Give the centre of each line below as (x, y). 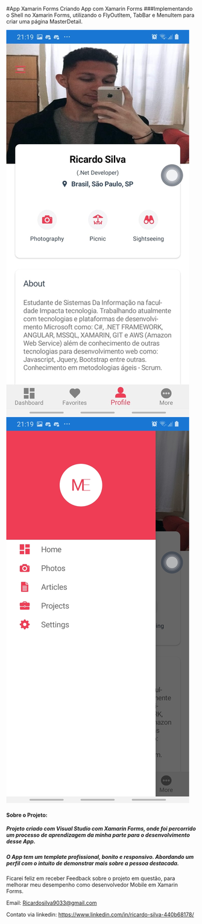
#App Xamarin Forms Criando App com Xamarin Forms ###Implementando (99, 9)
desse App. (21, 841)
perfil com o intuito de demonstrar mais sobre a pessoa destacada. (93, 863)
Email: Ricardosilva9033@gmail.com (52, 903)
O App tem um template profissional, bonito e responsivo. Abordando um (100, 856)
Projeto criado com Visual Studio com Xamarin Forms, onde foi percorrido (101, 829)
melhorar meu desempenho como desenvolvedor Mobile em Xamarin (92, 884)
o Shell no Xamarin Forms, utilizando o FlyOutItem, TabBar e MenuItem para (100, 15)
